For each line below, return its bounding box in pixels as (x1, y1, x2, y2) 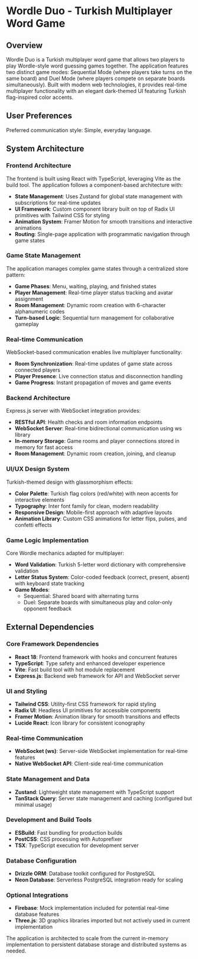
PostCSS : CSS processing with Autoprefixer (14, 835, 122, 842)
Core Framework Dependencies (6, 640, 99, 648)
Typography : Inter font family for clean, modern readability (14, 502, 159, 510)
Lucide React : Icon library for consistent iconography (14, 719, 145, 726)
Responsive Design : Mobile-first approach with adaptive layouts (14, 509, 173, 516)
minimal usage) (14, 801, 52, 808)
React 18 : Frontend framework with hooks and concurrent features (14, 653, 177, 661)
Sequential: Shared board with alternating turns (23, 592, 139, 599)
